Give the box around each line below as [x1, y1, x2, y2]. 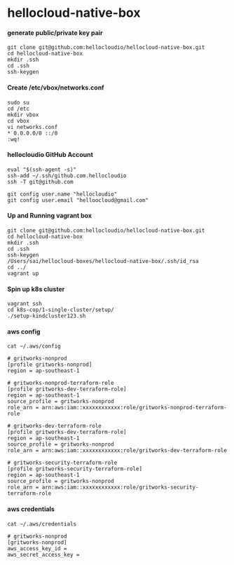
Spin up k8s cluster [7, 285, 65, 293]
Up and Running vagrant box [7, 212, 92, 220]
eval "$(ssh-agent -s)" [7, 166, 77, 173]
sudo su [7, 99, 30, 106]
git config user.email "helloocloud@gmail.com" [7, 196, 149, 204]
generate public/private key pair [7, 28, 103, 36]
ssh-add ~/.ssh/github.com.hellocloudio [7, 172, 128, 179]
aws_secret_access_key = [7, 551, 80, 558]
